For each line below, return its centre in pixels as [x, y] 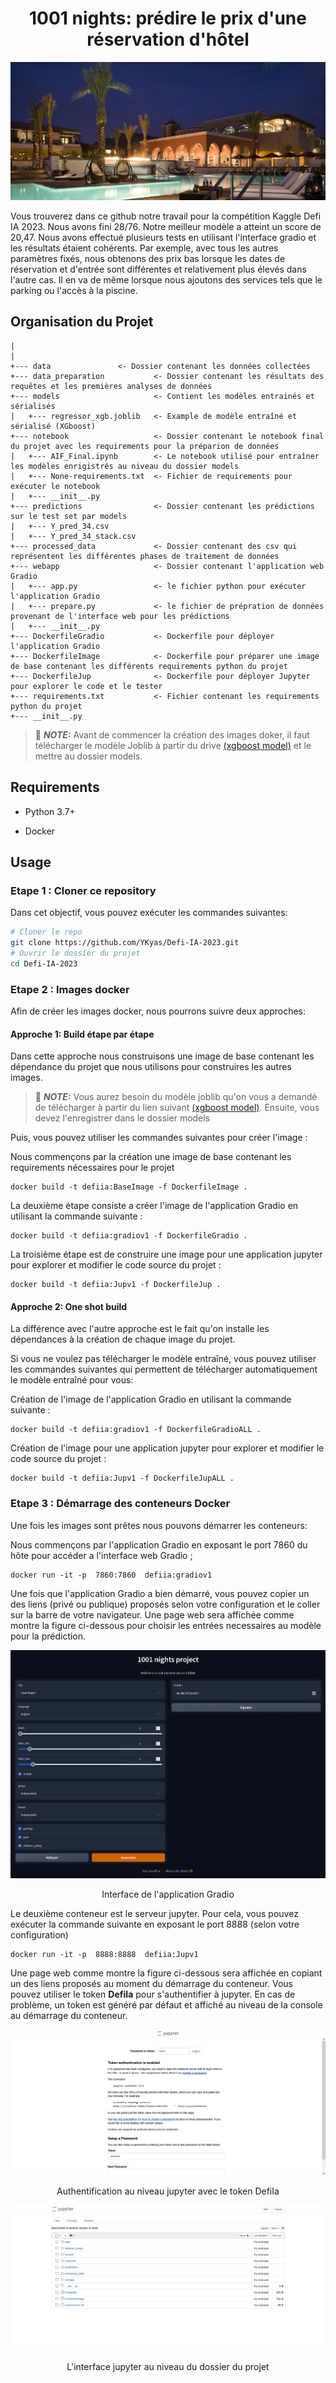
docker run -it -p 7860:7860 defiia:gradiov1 [111, 1575]
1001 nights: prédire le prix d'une [168, 18]
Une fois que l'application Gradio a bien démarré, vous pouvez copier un [160, 1593]
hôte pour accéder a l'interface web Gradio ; [101, 1555]
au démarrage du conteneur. [69, 2016]
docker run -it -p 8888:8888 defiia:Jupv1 [104, 1955]
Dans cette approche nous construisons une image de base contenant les [162, 1056]
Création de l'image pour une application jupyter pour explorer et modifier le [167, 1448]
